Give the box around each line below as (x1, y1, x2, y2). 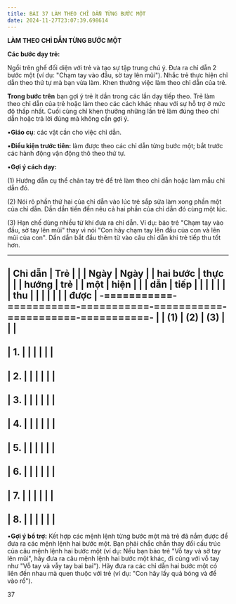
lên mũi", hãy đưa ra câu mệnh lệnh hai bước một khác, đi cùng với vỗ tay (7, 554, 220, 563)
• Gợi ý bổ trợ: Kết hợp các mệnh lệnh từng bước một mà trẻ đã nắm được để (7, 532, 228, 541)
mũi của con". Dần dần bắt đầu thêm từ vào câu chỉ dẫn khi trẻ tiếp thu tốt (7, 233, 221, 242)
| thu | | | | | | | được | (7, 289, 98, 301)
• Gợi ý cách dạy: (7, 162, 58, 171)
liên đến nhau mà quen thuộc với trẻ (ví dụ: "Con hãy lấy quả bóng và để (7, 570, 217, 578)
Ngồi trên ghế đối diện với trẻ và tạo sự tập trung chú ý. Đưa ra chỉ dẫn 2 (7, 63, 217, 72)
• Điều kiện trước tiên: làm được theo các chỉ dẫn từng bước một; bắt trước (7, 141, 223, 150)
